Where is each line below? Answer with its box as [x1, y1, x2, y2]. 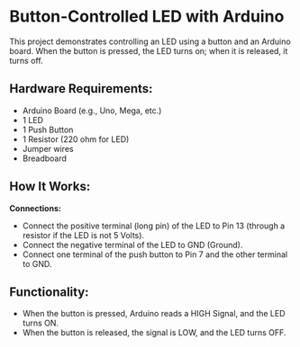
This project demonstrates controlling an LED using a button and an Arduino [9, 36, 291, 47]
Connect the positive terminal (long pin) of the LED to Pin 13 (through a [22, 220, 286, 231]
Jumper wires [22, 143, 74, 154]
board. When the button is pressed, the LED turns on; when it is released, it [9, 45, 288, 56]
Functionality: [9, 284, 89, 299]
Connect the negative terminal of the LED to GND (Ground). [22, 239, 243, 250]
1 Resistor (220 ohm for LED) [22, 133, 130, 145]
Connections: [9, 202, 61, 213]
